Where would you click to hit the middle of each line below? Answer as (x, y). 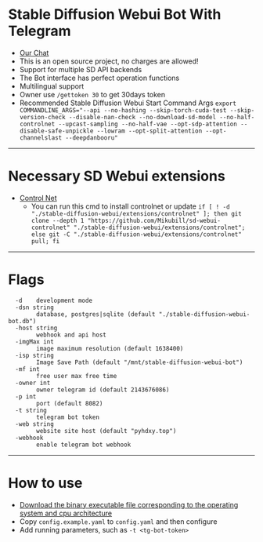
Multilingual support (52, 86)
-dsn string (35, 307)
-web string (35, 424)
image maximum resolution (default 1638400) (110, 348)
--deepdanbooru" (92, 138)
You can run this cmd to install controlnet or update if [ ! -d (130, 206)
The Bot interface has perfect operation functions (99, 78)
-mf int (28, 369)
